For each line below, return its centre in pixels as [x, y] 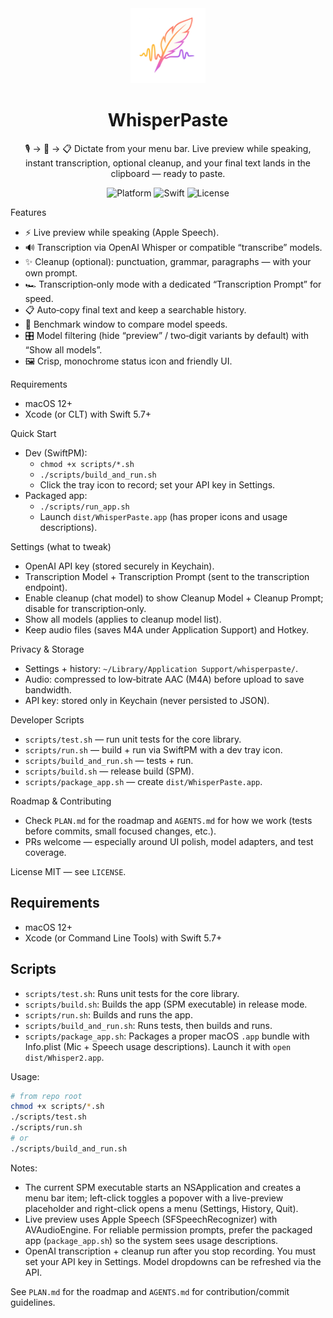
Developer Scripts [47, 719]
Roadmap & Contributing [61, 801]
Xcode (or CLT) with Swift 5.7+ [88, 414]
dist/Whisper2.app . [64, 1057]
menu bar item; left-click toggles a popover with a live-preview [154, 1198]
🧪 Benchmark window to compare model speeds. [126, 324]
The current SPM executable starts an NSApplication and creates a [163, 1187]
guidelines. [33, 1302]
